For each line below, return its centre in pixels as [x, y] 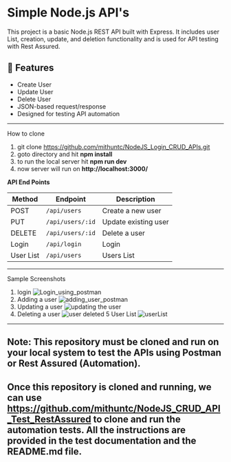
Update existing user [136, 221]
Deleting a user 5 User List [77, 313]
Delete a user [124, 233]
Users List [119, 255]
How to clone [26, 133]
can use [25, 398]
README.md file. [45, 451]
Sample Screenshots [36, 278]
